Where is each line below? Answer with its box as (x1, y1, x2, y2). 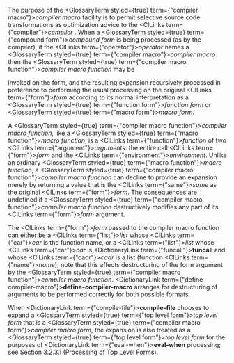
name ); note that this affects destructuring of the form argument (38, 261, 224, 268)
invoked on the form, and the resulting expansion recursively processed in (8, 79, 221, 86)
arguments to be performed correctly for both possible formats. (8, 290, 191, 298)
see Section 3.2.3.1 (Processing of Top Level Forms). (8, 348, 159, 356)
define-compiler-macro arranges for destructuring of (63, 283, 218, 291)
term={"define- (162, 275, 206, 284)
